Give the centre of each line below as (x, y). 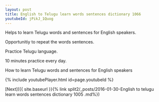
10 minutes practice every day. (36, 61)
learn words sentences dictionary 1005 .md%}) (53, 94)
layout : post (18, 10)
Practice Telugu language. (31, 51)
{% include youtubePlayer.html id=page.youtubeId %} (59, 80)
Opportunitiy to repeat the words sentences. (50, 42)
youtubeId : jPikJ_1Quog (29, 19)
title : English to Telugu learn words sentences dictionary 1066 (73, 14)
